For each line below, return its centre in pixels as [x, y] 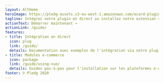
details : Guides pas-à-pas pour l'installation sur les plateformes [81, 69]
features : [15, 32]
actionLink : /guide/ [26, 28]
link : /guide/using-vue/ [35, 64]
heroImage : [16, 14]
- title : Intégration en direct [38, 37]
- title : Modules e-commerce [35, 55]
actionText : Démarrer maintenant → [41, 23]
